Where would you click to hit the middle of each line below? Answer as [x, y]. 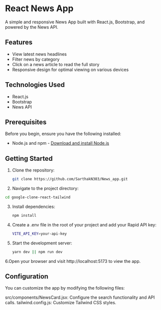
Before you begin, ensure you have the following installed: [63, 134]
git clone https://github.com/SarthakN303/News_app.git [70, 179]
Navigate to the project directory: [45, 189]
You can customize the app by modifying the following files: [65, 288]
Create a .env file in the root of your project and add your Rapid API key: [84, 224]
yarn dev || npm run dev [37, 252]
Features [19, 43]
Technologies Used [35, 85]
